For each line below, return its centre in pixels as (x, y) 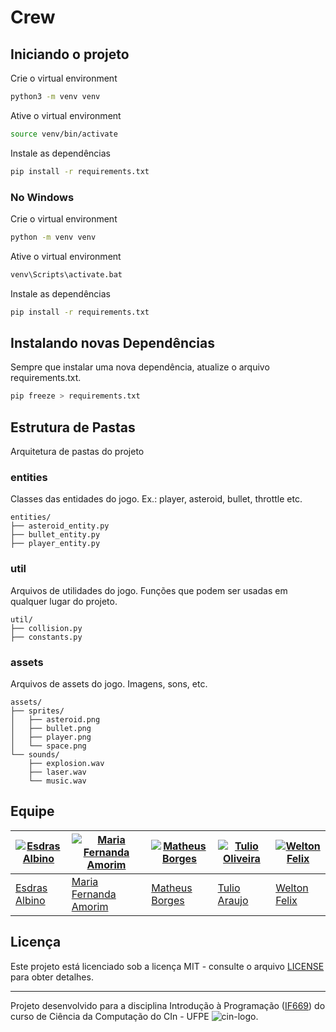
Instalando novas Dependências (112, 342)
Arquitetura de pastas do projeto (77, 452)
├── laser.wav (57, 772)
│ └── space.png (48, 746)
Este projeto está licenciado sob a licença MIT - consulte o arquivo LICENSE (167, 966)
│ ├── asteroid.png (55, 719)
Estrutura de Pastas (73, 427)
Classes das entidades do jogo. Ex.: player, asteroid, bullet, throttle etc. (156, 499)
